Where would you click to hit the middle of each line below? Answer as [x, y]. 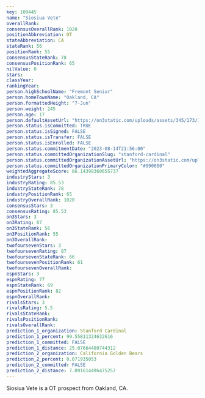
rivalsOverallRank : [31, 325]
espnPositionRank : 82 [34, 291]
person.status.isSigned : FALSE [46, 132]
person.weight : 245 [31, 109]
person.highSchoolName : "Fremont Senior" [60, 92]
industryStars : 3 [28, 177]
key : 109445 [21, 12]
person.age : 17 [26, 115]
